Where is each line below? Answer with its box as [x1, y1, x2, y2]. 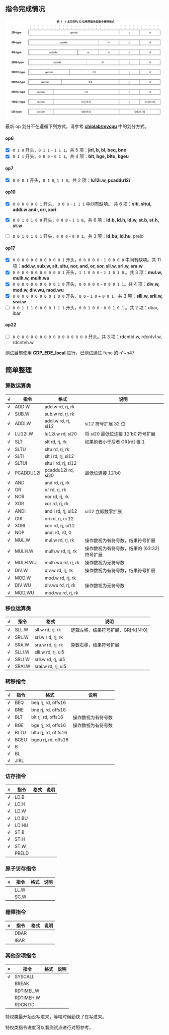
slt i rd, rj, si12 [44, 453, 74, 459]
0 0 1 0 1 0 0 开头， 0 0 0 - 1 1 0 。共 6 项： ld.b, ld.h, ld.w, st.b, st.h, [12, 217, 159, 223]
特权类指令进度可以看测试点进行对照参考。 [5, 1024, 94, 1030]
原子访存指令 [5, 865, 37, 872]
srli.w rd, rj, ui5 [34, 656, 65, 662]
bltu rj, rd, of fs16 [31, 730, 67, 736]
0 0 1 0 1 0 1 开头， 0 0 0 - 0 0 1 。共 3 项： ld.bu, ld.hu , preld [12, 233, 144, 239]
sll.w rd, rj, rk [34, 627, 61, 633]
